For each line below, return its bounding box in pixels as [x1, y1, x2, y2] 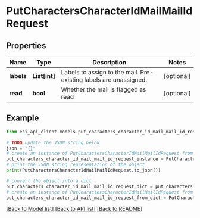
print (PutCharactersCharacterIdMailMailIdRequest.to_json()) [6, 167, 161, 173]
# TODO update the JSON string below [6, 139, 100, 145]
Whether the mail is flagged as [61, 85, 146, 94]
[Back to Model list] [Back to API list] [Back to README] [6, 205, 143, 213]
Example [6, 113, 39, 123]
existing [61, 76, 83, 84]
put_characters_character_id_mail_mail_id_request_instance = [6, 156, 164, 162]
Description [92, 58, 127, 66]
